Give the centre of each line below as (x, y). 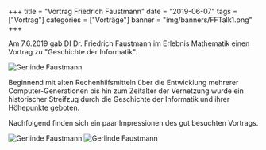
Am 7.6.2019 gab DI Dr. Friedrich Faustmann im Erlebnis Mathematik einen (129, 43)
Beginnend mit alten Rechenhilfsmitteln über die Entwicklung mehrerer (123, 82)
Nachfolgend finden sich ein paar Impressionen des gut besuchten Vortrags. (133, 123)
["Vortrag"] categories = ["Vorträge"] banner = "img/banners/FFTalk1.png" (130, 20)
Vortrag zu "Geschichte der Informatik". (73, 52)
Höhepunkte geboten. (44, 107)
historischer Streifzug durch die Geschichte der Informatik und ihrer (119, 99)
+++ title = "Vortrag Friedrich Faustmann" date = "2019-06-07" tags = (123, 11)
